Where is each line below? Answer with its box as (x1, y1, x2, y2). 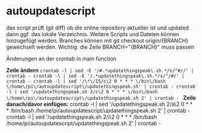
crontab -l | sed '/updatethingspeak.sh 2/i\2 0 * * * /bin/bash (6, 113, 157, 120)
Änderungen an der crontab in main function (6, 55, 116, 62)
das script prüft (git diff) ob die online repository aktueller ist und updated (6, 24, 189, 31)
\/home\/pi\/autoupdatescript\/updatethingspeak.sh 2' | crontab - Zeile (6, 94, 196, 101)
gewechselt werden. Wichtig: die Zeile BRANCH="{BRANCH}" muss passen (6, 43, 195, 51)
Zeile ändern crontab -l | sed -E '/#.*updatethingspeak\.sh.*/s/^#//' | (6, 66, 194, 73)
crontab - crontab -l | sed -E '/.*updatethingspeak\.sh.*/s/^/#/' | (6, 73, 185, 79)
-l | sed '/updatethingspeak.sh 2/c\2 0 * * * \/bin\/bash (6, 88, 158, 94)
